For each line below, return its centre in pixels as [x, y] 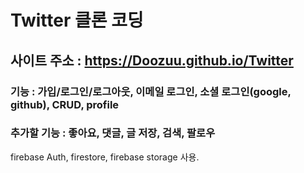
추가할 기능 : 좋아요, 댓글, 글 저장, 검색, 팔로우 [113, 133]
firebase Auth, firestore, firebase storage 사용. [105, 157]
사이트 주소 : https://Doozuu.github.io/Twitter [152, 60]
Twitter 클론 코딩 [77, 20]
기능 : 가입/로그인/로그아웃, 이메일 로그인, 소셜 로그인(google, [151, 91]
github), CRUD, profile [65, 104]
